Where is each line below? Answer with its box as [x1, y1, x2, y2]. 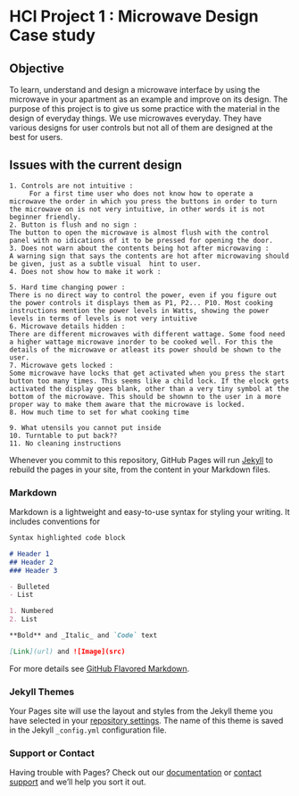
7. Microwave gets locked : [9, 361, 114, 369]
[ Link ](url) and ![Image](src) [9, 647, 126, 656]
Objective [9, 61, 65, 76]
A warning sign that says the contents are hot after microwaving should [9, 252, 290, 261]
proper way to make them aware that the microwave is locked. [9, 400, 245, 409]
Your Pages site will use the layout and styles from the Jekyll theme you [9, 706, 274, 717]
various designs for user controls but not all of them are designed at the [9, 122, 274, 133]
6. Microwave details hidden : [9, 321, 126, 331]
